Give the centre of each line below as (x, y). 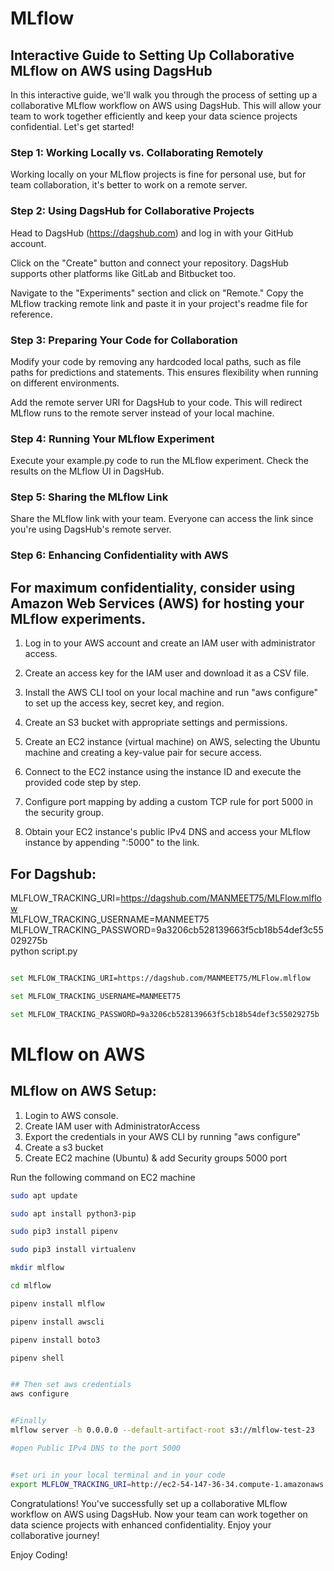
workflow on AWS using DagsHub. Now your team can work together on (159, 1514)
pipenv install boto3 (55, 1340)
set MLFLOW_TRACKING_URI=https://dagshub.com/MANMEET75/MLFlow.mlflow (160, 978)
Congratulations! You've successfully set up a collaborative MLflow (149, 1503)
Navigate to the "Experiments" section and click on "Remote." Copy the (157, 293)
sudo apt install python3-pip (73, 1213)
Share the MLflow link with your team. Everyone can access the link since (162, 519)
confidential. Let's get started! (72, 126)
